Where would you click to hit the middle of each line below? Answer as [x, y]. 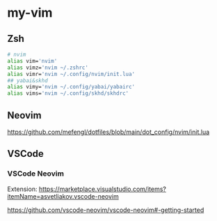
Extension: [22, 189]
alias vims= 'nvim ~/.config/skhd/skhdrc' [68, 93]
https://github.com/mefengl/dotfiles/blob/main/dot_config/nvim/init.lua [108, 132]
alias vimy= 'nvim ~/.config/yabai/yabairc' [71, 87]
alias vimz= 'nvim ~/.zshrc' [48, 68]
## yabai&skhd [28, 81]
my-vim [30, 13]
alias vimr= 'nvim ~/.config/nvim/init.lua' [71, 74]
